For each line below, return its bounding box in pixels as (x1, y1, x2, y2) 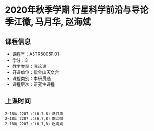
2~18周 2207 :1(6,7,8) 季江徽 (5, 116, 63, 121)
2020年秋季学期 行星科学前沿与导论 (5, 4, 149, 16)
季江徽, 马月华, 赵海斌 (5, 16, 91, 28)
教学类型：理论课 (12, 64, 47, 69)
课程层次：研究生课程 (12, 82, 55, 87)
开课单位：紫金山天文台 (12, 69, 59, 75)
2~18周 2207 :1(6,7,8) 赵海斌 (5, 121, 63, 126)
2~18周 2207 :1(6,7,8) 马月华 (5, 111, 63, 116)
